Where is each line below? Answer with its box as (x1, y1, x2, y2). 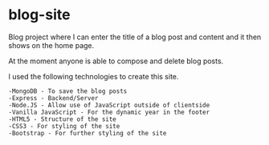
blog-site (8, 6, 71, 24)
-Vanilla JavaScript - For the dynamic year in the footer (8, 108, 210, 116)
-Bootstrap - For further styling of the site (8, 129, 167, 137)
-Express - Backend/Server (8, 94, 99, 102)
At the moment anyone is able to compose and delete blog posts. (8, 56, 224, 66)
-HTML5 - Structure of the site (8, 115, 116, 123)
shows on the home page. (8, 40, 95, 50)
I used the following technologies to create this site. (8, 71, 179, 81)
